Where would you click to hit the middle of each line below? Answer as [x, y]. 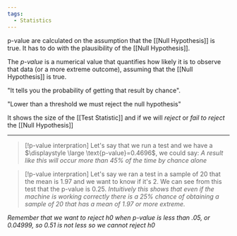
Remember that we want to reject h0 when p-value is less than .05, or [109, 217]
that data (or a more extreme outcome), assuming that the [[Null [100, 69]
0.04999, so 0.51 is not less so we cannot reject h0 [81, 225]
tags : [15, 14]
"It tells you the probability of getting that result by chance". [94, 90]
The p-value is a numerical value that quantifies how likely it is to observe [114, 61]
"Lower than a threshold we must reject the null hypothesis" [94, 104]
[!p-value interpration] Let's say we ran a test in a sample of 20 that [122, 174]
